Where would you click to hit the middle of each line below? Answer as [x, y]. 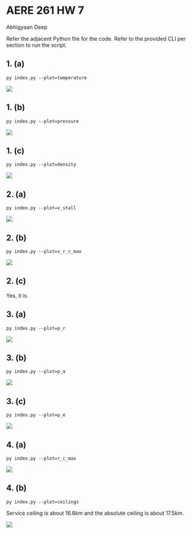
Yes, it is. [17, 295]
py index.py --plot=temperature [46, 78]
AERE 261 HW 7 [45, 10]
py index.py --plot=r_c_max [41, 459]
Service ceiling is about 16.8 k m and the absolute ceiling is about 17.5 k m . [95, 513]
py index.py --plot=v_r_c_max [44, 251]
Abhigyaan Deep [27, 27]
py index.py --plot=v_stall [41, 208]
